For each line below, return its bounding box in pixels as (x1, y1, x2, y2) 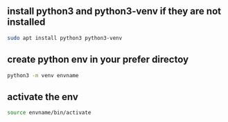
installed (7, 17, 46, 28)
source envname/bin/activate (7, 110, 91, 116)
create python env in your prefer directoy (7, 54, 189, 65)
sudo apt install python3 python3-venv (7, 34, 123, 41)
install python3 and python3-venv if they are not (7, 6, 222, 17)
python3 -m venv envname (7, 72, 79, 79)
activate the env (7, 91, 78, 103)
